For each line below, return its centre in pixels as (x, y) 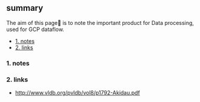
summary (25, 8)
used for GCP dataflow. (35, 29)
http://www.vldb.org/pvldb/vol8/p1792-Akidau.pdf (78, 93)
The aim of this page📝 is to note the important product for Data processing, (100, 22)
